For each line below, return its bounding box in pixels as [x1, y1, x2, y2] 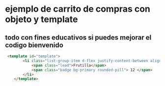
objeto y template [5, 14, 78, 25]
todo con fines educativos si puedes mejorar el [5, 33, 152, 42]
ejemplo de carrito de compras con [5, 3, 151, 15]
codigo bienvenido [5, 41, 64, 49]
